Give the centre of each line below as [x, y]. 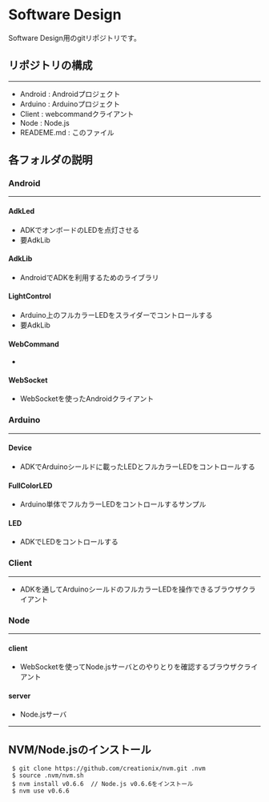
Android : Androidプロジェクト [70, 94]
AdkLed [22, 211]
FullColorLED [30, 485]
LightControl [30, 296]
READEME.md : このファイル [67, 132]
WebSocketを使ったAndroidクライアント [87, 399]
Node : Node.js [44, 122]
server [20, 696]
